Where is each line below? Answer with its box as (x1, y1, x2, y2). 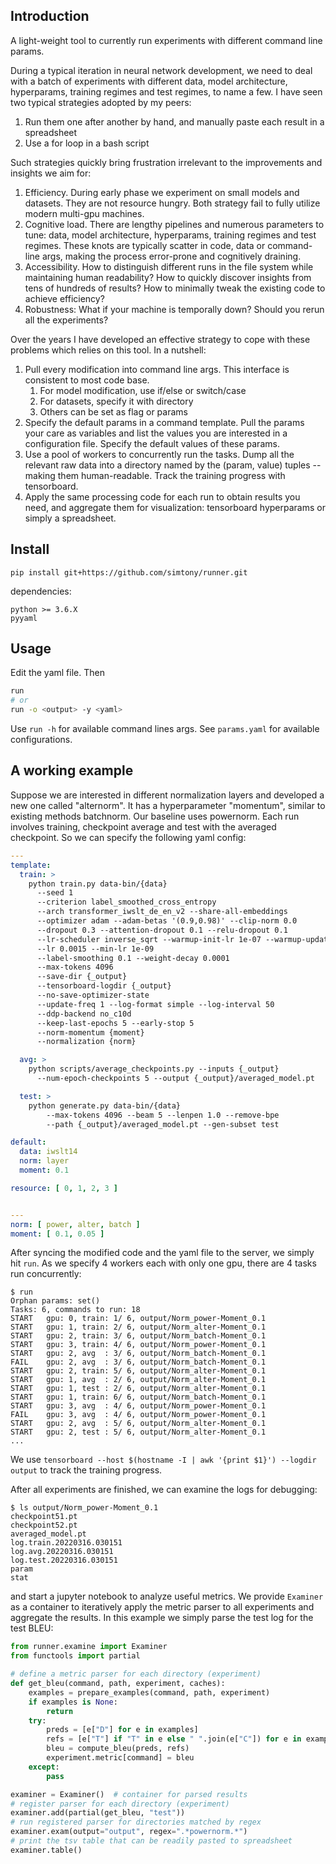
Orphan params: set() (10, 1296, 101, 1306)
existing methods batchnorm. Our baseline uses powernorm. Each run (10, 810, 300, 822)
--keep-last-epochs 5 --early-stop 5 (36, 1018, 195, 1028)
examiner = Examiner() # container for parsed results (10, 1789, 248, 1799)
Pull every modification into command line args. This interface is (24, 363, 290, 375)
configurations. (10, 734, 73, 746)
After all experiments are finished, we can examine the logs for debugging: (10, 1484, 318, 1496)
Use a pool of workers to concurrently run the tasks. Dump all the (24, 448, 295, 460)
